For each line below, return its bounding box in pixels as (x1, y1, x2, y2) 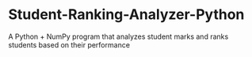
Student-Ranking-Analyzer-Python (8, 6, 245, 24)
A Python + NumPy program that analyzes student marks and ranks (8, 32, 229, 41)
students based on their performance (8, 40, 131, 49)
